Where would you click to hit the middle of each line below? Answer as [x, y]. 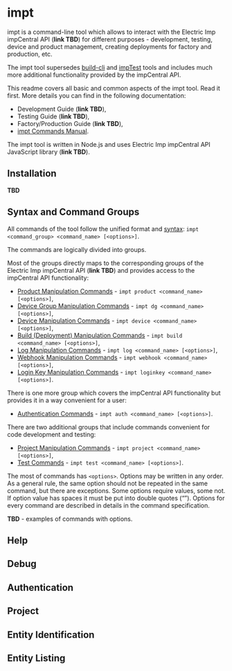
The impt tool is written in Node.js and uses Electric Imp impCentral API [109, 144]
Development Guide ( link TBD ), [62, 109]
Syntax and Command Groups [73, 212]
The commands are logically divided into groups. [77, 249]
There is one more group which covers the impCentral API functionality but [114, 393]
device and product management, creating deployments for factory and [109, 46]
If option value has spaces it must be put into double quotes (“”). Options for [116, 498]
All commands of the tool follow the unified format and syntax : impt [103, 229]
